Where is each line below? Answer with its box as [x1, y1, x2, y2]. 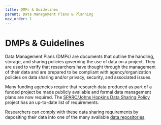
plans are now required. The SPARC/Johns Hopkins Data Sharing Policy [5, 94, 150, 100]
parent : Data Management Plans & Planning [5, 12, 94, 17]
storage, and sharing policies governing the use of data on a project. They [5, 59, 156, 65]
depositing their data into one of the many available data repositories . [5, 114, 146, 120]
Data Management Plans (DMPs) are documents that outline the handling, [5, 53, 155, 59]
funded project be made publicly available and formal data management [5, 89, 151, 95]
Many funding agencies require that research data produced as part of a [5, 84, 152, 90]
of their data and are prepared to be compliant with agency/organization [5, 69, 151, 75]
